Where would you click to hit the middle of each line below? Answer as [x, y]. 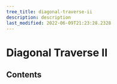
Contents [24, 75]
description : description [38, 17]
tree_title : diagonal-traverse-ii [49, 12]
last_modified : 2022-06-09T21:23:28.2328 [59, 23]
